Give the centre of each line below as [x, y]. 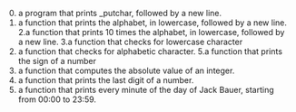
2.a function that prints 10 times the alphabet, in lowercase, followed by [151, 32]
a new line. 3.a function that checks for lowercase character [130, 42]
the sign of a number [57, 61]
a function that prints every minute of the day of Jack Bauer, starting [146, 90]
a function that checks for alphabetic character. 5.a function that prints [150, 51]
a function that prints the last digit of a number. [106, 80]
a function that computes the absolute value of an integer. [126, 70]
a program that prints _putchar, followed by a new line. [120, 13]
